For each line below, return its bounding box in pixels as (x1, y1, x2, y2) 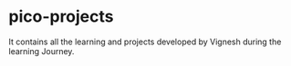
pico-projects (8, 6, 114, 27)
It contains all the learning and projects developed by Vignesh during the (8, 36, 282, 47)
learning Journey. (8, 45, 75, 56)
